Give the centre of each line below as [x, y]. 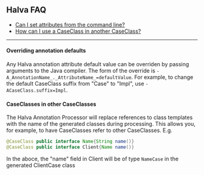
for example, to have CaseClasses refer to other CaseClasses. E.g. [90, 131]
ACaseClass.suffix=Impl [36, 91]
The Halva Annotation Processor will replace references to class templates [100, 117]
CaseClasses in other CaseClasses [51, 104]
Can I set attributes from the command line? [70, 24]
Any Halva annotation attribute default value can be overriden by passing [98, 64]
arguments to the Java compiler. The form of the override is [81, 71]
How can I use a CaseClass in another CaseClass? [78, 31]
